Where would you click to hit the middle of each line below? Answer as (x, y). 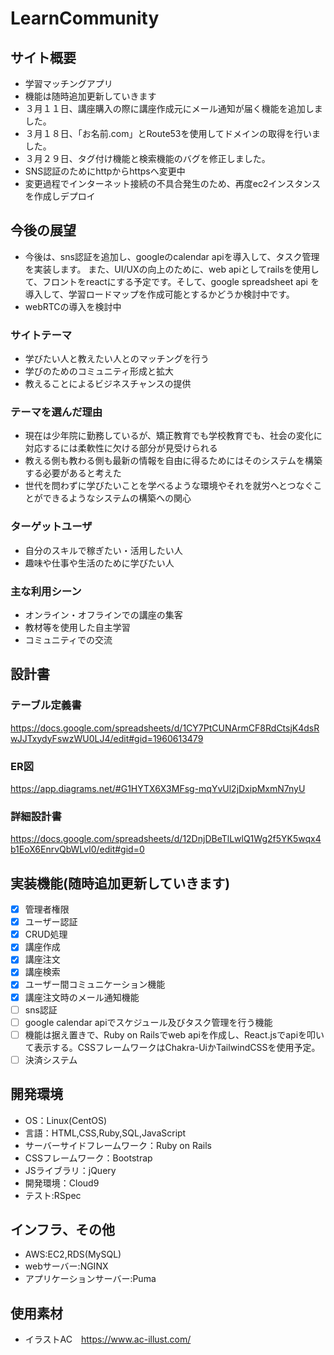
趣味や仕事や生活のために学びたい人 (99, 563)
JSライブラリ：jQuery (70, 1170)
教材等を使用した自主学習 (77, 627)
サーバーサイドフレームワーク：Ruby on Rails (118, 1145)
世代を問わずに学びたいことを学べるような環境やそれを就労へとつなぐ (169, 486)
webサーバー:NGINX (66, 1266)
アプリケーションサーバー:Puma (90, 1279)
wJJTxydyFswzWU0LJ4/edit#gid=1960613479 (107, 738)
